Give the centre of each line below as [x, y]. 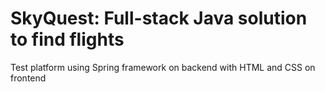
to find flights [67, 39]
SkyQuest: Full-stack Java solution [159, 18]
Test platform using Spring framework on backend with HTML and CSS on [163, 67]
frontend [28, 78]
